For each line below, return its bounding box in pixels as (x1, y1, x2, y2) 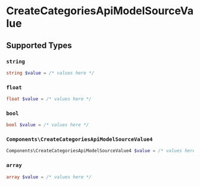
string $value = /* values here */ (6, 70, 95, 76)
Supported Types (6, 40, 73, 50)
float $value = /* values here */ (6, 96, 92, 102)
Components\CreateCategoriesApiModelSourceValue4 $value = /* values (6, 148, 183, 154)
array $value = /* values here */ (6, 174, 92, 180)
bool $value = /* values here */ (6, 122, 89, 128)
